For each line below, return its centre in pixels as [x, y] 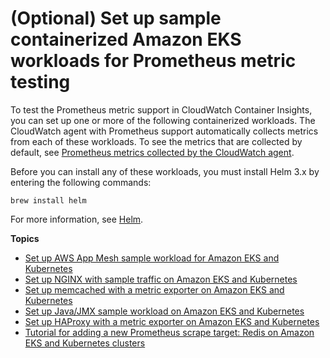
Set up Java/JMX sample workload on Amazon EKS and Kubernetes [164, 311]
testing [40, 82]
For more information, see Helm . [77, 219]
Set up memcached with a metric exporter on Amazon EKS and [154, 289]
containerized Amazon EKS [126, 39]
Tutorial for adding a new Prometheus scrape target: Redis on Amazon [169, 332]
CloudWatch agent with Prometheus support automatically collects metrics [164, 131]
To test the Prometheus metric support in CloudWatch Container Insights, [161, 109]
